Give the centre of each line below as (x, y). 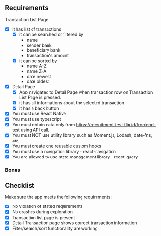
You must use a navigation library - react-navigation (64, 151)
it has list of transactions (37, 29)
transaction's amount (48, 55)
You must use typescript (36, 119)
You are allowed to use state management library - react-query (75, 157)
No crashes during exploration (42, 212)
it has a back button (39, 108)
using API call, (35, 130)
